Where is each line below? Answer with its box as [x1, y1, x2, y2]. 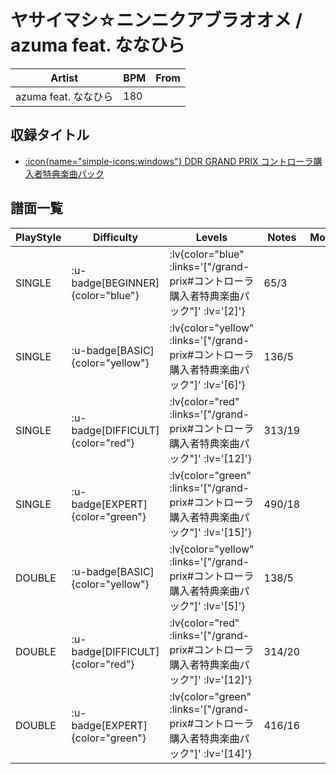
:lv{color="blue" [169, 247, 245, 261]
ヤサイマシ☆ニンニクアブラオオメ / [10, 9, 303, 32]
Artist [50, 71, 79, 85]
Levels [195, 230, 228, 244]
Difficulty [92, 230, 139, 244]
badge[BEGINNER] [71, 276, 160, 290]
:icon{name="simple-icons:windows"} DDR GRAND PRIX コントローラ [24, 155, 314, 167]
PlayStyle [15, 230, 62, 244]
